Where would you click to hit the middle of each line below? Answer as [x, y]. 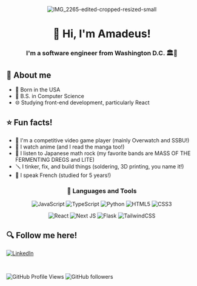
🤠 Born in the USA [38, 89]
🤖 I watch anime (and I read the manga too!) [70, 147]
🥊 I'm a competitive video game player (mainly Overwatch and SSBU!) [102, 140]
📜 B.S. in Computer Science [50, 96]
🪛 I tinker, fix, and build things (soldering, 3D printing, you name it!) [99, 166]
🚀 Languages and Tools [102, 191]
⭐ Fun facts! [29, 123]
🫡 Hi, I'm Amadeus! [102, 34]
